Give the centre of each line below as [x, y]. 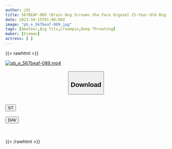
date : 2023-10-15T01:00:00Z [35, 19]
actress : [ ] [19, 39]
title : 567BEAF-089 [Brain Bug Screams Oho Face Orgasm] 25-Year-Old [81, 15]
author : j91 [18, 10]
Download [86, 84]
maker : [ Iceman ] [23, 34]
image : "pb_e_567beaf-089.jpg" [39, 24]
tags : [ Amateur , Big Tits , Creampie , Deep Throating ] [60, 29]
